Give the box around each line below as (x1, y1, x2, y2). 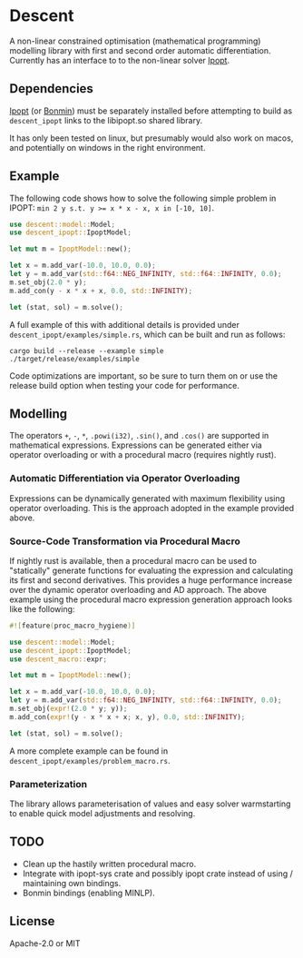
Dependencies (9, 81, 93, 96)
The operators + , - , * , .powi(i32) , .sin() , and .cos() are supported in (9, 430, 269, 441)
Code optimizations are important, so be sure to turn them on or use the (9, 370, 279, 381)
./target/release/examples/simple (9, 354, 141, 363)
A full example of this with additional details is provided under (9, 319, 240, 330)
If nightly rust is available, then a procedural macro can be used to (9, 555, 257, 566)
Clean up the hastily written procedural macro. (22, 858, 197, 869)
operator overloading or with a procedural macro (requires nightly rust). (9, 449, 277, 460)
